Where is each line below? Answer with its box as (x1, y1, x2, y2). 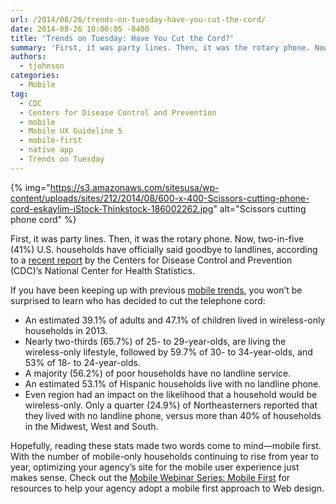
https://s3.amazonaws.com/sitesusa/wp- (49, 181, 220, 193)
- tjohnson (19, 61, 65, 71)
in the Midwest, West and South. (24, 420, 159, 432)
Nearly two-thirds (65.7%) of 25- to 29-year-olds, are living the (24, 335, 287, 347)
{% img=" (10, 181, 51, 193)
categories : (10, 71, 60, 81)
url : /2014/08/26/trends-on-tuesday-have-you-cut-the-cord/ (10, 14, 267, 25)
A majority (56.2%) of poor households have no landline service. (24, 367, 292, 379)
